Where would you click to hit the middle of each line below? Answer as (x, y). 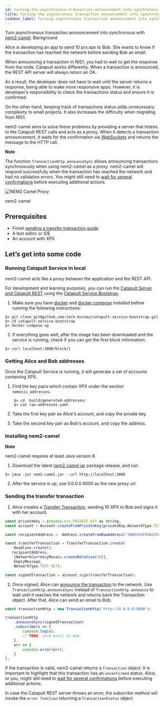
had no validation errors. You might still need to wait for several (69, 177)
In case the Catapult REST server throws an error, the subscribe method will (81, 693)
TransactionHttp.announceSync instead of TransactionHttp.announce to (83, 590)
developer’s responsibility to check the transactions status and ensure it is (80, 92)
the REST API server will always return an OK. (51, 72)
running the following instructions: (47, 308)
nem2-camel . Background (31, 38)
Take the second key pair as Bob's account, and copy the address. (79, 423)
